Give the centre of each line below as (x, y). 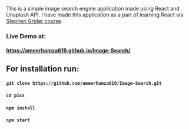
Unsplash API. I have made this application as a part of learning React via (95, 15)
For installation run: (43, 69)
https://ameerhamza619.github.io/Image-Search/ (68, 50)
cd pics (16, 96)
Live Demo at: (26, 36)
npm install (21, 108)
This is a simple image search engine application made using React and (93, 9)
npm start (18, 120)
